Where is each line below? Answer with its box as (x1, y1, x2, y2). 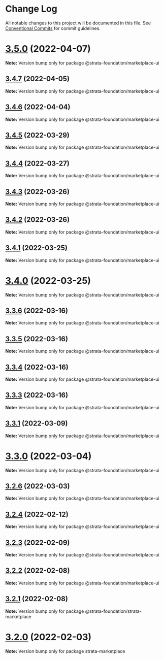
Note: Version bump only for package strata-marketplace (5, 648, 125, 654)
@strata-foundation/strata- (85, 608, 142, 614)
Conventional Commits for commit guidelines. (5, 25, 101, 31)
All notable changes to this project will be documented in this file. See (5, 20, 151, 26)
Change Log (5, 3, 57, 15)
